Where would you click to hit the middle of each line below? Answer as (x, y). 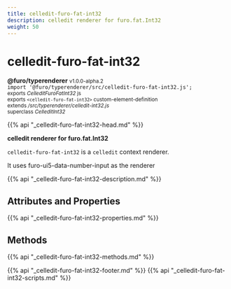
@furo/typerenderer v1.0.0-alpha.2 (55, 80)
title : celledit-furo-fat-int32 (54, 14)
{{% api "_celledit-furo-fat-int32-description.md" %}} (85, 179)
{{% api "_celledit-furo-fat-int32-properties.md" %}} (83, 218)
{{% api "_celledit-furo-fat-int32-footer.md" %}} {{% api (88, 270)
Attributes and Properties (64, 201)
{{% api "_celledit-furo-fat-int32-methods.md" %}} (81, 257)
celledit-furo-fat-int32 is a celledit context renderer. (88, 152)
